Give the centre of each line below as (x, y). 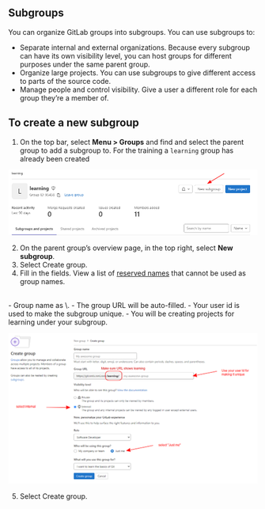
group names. (42, 281)
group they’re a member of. (64, 97)
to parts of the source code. (65, 81)
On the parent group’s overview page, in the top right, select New (126, 248)
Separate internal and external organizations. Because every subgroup (135, 47)
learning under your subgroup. (58, 322)
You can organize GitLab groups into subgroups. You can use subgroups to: (132, 32)
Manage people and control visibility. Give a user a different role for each (138, 89)
